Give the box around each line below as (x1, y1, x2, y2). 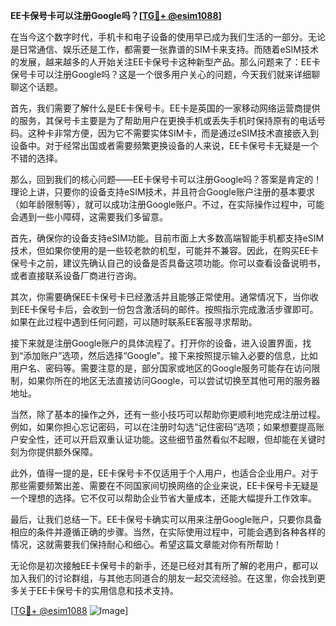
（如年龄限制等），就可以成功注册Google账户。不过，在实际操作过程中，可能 (10, 199, 325, 210)
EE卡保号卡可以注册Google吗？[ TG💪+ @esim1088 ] (10, 10, 222, 21)
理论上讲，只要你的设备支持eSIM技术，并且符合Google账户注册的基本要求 (10, 186, 315, 198)
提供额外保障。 (36, 446, 98, 458)
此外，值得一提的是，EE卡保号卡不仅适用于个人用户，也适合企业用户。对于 (10, 467, 319, 479)
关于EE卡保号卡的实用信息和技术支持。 (18, 585, 179, 596)
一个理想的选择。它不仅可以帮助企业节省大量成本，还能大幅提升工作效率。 (10, 492, 317, 504)
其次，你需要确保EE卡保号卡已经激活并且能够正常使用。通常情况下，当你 (10, 291, 310, 303)
